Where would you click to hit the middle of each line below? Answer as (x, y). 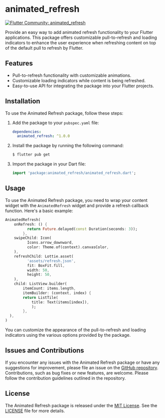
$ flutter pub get (31, 155)
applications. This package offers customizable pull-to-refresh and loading (81, 37)
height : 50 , (39, 275)
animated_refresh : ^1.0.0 (43, 136)
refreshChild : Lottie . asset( (44, 256)
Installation (23, 101)
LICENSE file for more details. (35, 411)
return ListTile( (40, 297)
